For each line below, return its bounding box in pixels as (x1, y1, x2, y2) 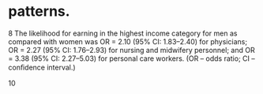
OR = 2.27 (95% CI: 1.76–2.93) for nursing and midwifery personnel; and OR (8, 45, 255, 55)
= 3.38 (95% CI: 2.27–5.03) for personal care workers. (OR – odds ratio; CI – (8, 54, 255, 63)
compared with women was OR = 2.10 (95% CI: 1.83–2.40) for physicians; (8, 36, 247, 46)
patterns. (8, 2, 70, 21)
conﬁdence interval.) (8, 62, 77, 72)
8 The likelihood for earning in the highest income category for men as (8, 28, 238, 38)
